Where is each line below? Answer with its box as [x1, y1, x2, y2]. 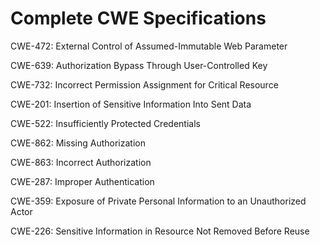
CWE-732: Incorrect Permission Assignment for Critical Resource [10, 78, 279, 91]
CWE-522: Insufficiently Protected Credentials [10, 117, 201, 129]
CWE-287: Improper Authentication [10, 175, 155, 187]
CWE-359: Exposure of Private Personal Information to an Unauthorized [10, 195, 307, 207]
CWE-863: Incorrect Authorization [10, 156, 152, 168]
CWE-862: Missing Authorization [10, 137, 146, 149]
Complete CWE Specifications [10, 7, 267, 30]
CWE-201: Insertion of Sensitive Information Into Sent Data [10, 98, 252, 110]
